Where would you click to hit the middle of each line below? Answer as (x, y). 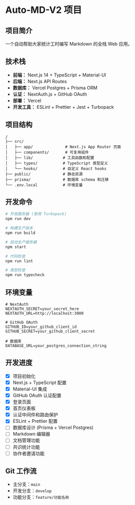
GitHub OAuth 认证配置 (37, 395)
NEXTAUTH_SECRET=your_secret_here (42, 309)
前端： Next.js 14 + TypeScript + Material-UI (59, 75)
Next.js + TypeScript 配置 (40, 382)
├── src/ (15, 141)
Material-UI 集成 (30, 389)
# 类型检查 (15, 270)
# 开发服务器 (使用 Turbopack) (36, 214)
